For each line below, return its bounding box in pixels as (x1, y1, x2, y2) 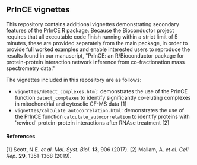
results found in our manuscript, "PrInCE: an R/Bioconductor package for (6, 52, 185, 59)
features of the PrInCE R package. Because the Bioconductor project (6, 27, 174, 34)
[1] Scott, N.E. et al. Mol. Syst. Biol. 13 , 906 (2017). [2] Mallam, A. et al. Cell (6, 146, 189, 153)
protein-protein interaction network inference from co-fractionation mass (6, 58, 185, 65)
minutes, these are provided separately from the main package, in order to (6, 39, 188, 46)
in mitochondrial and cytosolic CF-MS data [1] (14, 100, 127, 107)
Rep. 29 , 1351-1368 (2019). (6, 153, 72, 160)
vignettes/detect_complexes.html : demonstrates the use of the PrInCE (14, 87, 188, 94)
